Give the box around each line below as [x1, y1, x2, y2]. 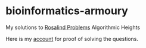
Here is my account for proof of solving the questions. [5, 35, 138, 42]
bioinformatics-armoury [5, 4, 129, 18]
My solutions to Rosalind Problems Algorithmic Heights [5, 24, 141, 31]
